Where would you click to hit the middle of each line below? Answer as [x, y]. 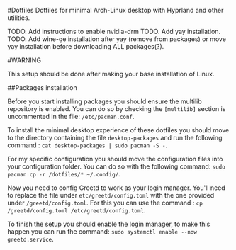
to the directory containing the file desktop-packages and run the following [115, 138]
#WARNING [24, 60]
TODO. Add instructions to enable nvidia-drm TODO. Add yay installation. [114, 32]
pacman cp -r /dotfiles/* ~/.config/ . [64, 174]
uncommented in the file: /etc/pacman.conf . [71, 117]
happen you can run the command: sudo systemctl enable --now [102, 232]
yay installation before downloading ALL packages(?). [86, 46]
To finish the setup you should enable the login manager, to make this [109, 224]
